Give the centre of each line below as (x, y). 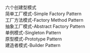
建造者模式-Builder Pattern (33, 45)
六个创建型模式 (21, 7)
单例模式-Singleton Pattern (33, 33)
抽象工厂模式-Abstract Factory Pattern (45, 26)
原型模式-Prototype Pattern (34, 39)
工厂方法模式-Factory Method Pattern (44, 20)
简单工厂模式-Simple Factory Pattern (43, 14)
